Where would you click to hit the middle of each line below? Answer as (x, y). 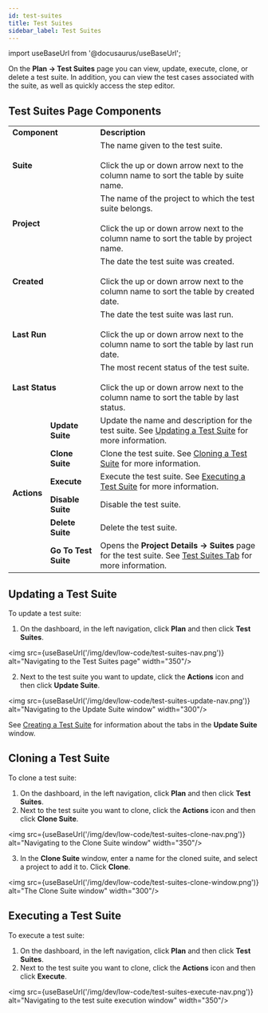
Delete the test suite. (139, 527)
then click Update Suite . (60, 685)
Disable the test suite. (140, 505)
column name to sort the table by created (177, 291)
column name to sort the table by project (176, 238)
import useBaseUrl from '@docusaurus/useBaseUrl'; (95, 54)
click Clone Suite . (49, 819)
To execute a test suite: (47, 935)
